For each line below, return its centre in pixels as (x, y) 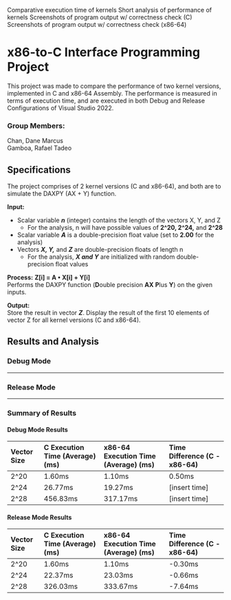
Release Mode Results (40, 517)
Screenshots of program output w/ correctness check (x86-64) (97, 24)
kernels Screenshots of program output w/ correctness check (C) (100, 17)
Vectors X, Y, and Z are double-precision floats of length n (100, 250)
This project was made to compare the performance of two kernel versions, (114, 86)
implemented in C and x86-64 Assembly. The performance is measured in (112, 93)
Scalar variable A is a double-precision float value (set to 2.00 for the (115, 235)
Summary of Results (42, 413)
